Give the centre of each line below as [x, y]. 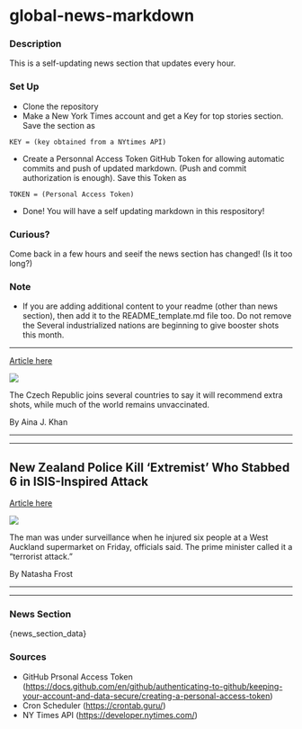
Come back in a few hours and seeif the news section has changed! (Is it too [151, 254]
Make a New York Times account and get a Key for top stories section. [153, 116]
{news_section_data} [48, 634]
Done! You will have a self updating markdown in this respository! [143, 211]
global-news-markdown [102, 16]
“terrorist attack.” [41, 557]
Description [36, 44]
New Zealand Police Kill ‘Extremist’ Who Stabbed [150, 468]
